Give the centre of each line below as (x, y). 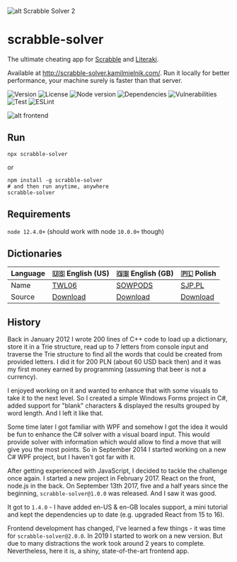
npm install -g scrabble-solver (55, 180)
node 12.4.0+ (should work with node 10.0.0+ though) (86, 231)
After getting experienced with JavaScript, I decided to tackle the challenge (117, 471)
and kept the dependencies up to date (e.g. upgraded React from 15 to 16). (116, 515)
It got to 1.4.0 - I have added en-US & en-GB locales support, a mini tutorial (118, 507)
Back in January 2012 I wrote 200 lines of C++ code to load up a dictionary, (117, 339)
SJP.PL (192, 286)
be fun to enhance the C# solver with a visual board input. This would (109, 434)
